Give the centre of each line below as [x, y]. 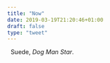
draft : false [26, 26]
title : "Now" [26, 13]
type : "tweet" [28, 33]
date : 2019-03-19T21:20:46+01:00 [55, 20]
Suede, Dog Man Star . [42, 52]
